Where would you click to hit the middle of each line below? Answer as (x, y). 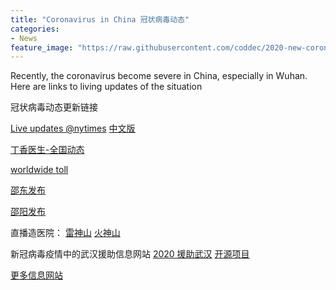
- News (24, 38)
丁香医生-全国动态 (47, 150)
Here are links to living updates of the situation (106, 87)
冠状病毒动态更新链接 (54, 107)
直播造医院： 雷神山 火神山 (65, 233)
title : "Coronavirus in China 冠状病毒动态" (100, 19)
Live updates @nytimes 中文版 (73, 128)
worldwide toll (39, 170)
